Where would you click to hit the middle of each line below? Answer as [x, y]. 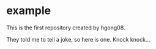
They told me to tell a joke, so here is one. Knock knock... [78, 39]
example [29, 11]
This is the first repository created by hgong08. [66, 28]
